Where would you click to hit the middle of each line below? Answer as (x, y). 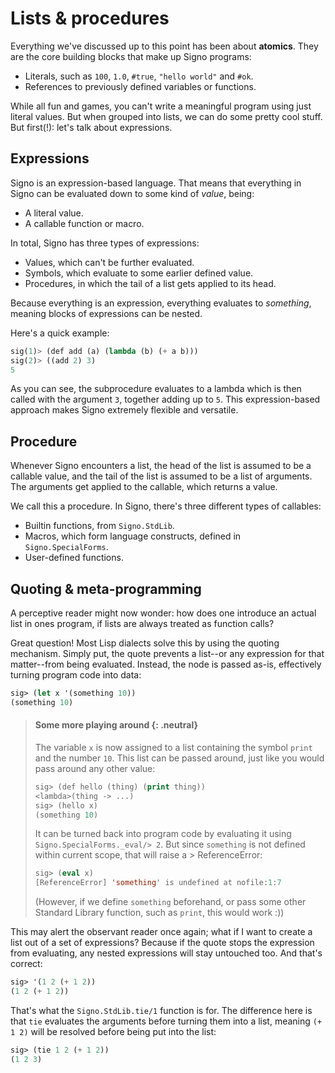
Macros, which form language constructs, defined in (133, 536)
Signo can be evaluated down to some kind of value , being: (132, 193)
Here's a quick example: (60, 333)
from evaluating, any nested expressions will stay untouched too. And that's (166, 953)
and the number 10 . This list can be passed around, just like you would (179, 758)
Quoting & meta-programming (106, 588)
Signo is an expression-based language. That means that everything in (156, 183)
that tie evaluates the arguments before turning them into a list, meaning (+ (166, 1021)
